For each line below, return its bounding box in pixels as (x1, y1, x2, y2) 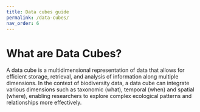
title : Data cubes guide (6, 9, 69, 15)
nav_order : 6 (6, 20, 40, 26)
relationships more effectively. (6, 99, 82, 107)
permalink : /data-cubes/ (6, 15, 69, 21)
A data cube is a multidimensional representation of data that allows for (6, 66, 185, 74)
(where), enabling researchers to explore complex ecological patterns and (6, 93, 192, 100)
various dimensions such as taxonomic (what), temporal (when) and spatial (6, 86, 195, 93)
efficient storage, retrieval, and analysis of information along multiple (6, 73, 179, 80)
